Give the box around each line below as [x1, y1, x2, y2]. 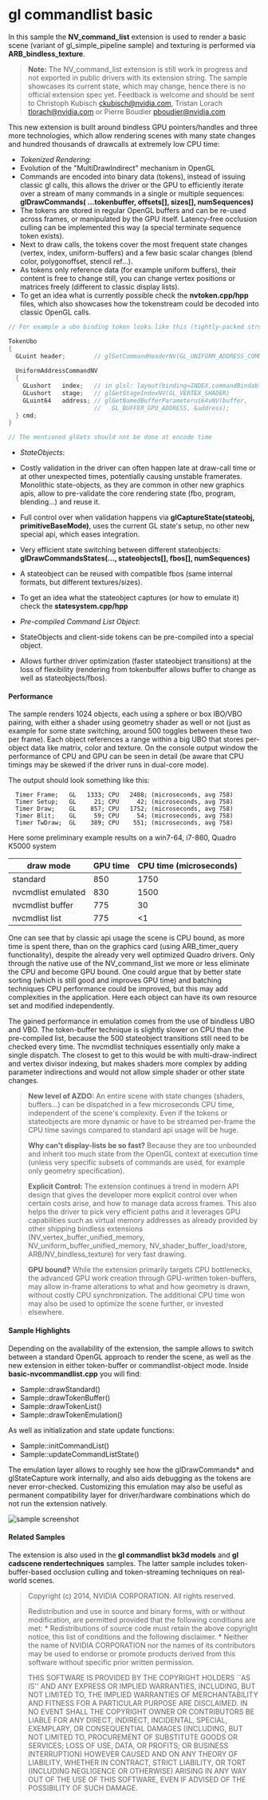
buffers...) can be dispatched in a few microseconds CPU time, [27, 1100, 235, 1110]
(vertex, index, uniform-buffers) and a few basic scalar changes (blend [19, 247, 253, 257]
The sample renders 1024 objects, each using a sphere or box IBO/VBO [8, 709, 242, 719]
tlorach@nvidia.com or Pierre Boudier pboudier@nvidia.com [27, 106, 226, 117]
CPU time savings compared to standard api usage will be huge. [27, 1125, 239, 1135]
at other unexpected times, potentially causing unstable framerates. [19, 472, 243, 481]
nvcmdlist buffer [12, 900, 73, 911]
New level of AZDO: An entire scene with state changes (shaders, [27, 1091, 246, 1101]
